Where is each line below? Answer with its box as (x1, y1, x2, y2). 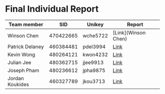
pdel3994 (82, 43, 106, 50)
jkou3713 (82, 78, 106, 85)
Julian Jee (7, 59, 31, 66)
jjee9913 (82, 59, 104, 66)
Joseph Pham (7, 67, 39, 74)
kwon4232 (82, 51, 108, 58)
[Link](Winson (112, 29, 146, 36)
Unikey (86, 21, 104, 28)
